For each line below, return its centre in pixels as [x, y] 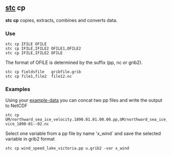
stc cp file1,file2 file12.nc [39, 76]
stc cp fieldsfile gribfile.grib [43, 72]
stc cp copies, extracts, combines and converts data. [61, 20]
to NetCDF [16, 106]
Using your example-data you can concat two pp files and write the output [84, 100]
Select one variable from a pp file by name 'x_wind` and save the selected [83, 133]
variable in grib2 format [30, 139]
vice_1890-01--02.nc [27, 124]
